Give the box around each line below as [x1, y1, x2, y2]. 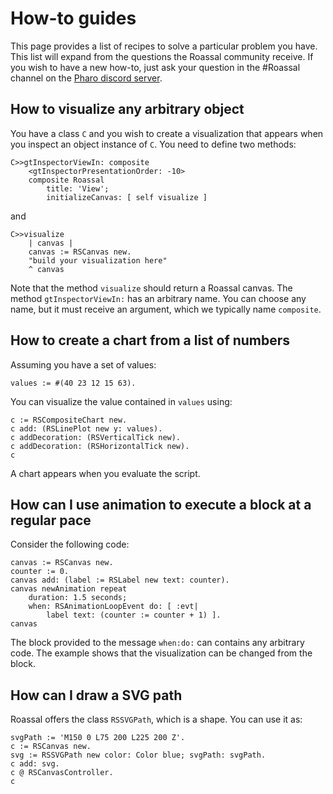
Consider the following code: [10, 538, 130, 551]
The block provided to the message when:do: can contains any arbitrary [10, 637, 305, 649]
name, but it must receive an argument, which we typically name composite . [10, 303, 322, 315]
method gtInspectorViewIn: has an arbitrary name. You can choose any [10, 292, 307, 304]
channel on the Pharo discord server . [10, 72, 163, 84]
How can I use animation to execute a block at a [10, 496, 312, 513]
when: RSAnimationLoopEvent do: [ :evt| [28, 602, 199, 612]
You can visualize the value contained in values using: [10, 395, 233, 407]
